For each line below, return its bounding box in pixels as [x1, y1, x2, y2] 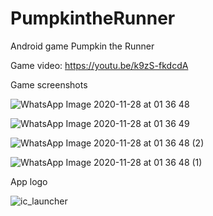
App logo [10, 175, 48, 187]
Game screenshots [10, 78, 88, 91]
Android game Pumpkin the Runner [10, 40, 155, 52]
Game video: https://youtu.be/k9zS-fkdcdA [10, 59, 189, 71]
